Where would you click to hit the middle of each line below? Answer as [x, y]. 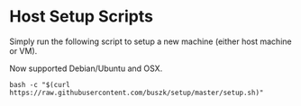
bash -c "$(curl [40, 84]
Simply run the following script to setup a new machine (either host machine [150, 41]
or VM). [23, 50]
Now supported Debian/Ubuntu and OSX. [86, 68]
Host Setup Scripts [81, 17]
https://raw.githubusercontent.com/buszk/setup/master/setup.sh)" [137, 93]
